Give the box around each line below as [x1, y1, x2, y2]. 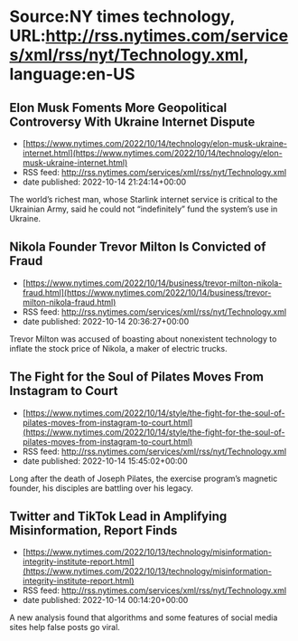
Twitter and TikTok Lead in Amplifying [9, 509, 228, 524]
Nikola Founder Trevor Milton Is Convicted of [9, 240, 266, 255]
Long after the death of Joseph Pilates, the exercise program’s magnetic [9, 473, 278, 484]
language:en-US [9, 64, 135, 85]
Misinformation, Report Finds [9, 523, 178, 539]
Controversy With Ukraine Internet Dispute [9, 114, 256, 129]
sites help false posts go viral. [9, 622, 120, 633]
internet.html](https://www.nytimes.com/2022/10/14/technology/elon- [22, 147, 283, 158]
